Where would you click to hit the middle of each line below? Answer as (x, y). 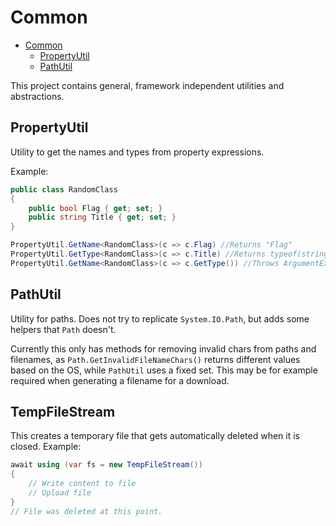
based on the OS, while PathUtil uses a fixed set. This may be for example (164, 370)
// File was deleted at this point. (86, 511)
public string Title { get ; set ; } (102, 217)
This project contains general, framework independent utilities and (147, 85)
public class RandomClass (64, 189)
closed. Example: (46, 447)
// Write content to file (82, 484)
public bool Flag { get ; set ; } (95, 208)
